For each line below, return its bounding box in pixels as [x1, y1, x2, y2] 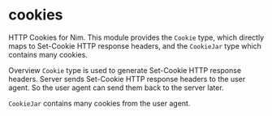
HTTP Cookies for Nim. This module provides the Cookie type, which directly [8, 32, 265, 42]
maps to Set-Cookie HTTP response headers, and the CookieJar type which [8, 41, 262, 50]
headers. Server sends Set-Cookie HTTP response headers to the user [8, 74, 246, 84]
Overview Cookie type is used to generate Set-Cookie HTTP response [8, 65, 242, 75]
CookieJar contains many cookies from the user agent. [8, 98, 191, 108]
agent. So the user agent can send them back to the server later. [8, 83, 225, 92]
